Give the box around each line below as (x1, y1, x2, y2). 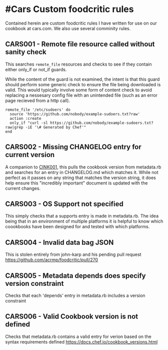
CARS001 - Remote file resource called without (5, 40, 155, 49)
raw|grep (5, 124, 24, 130)
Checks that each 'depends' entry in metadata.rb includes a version (5, 292, 145, 298)
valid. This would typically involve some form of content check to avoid (5, 87, 152, 93)
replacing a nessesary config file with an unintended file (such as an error (5, 92, 158, 98)
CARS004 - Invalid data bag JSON (5, 238, 114, 247)
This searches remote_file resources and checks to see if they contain (5, 61, 152, 67)
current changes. (5, 185, 41, 191)
